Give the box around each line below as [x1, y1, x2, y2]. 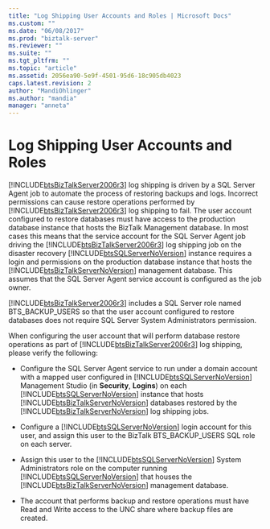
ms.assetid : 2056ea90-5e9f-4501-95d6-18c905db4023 [8, 72, 182, 80]
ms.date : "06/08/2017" [8, 27, 84, 35]
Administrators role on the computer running [19, 464, 168, 473]
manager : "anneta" [8, 101, 70, 110]
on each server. [19, 440, 72, 449]
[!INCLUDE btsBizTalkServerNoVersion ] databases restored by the [19, 398, 238, 407]
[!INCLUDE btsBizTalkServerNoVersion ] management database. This [8, 266, 233, 275]
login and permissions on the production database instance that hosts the [8, 257, 252, 267]
